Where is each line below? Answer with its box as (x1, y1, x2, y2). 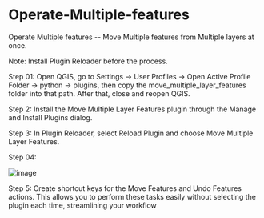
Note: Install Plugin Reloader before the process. (8, 56, 168, 66)
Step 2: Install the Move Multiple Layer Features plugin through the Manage (8, 104, 257, 114)
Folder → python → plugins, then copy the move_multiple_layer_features (8, 80, 246, 90)
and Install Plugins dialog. (8, 112, 93, 122)
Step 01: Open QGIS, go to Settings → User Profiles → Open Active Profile (8, 71, 251, 81)
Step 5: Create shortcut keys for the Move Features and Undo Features (8, 183, 242, 193)
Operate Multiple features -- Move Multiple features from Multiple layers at (8, 32, 254, 42)
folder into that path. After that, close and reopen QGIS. (8, 88, 190, 98)
